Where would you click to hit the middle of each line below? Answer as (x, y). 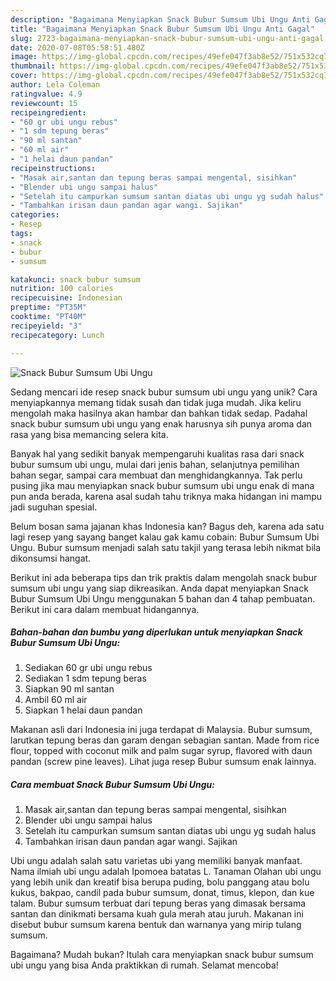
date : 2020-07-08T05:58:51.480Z (77, 47)
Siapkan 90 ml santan (69, 689)
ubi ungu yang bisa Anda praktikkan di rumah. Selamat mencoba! (144, 965)
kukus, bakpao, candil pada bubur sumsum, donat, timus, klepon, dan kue (162, 893)
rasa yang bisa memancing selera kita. (89, 434)
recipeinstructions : (53, 168)
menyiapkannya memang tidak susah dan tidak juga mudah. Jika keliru (156, 402)
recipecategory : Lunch (57, 335)
